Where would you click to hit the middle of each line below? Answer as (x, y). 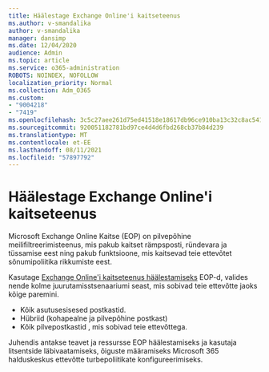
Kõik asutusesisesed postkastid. (73, 310)
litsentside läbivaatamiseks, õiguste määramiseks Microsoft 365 (114, 351)
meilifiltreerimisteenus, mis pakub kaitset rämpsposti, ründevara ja (118, 245)
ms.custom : (26, 98)
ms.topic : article (39, 61)
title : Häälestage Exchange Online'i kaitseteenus (94, 16)
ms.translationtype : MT (48, 135)
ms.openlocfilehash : (43, 120)
